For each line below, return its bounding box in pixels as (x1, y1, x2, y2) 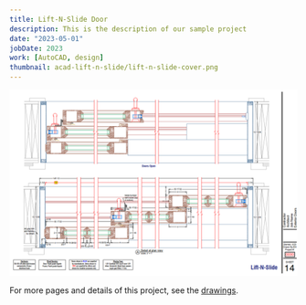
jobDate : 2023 (9, 44, 64, 53)
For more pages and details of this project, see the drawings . (9, 284, 239, 296)
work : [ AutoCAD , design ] (9, 53, 104, 63)
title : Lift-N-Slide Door (9, 15, 108, 24)
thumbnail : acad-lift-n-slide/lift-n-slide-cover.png (9, 63, 219, 72)
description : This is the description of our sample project (9, 24, 248, 34)
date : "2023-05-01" (9, 34, 84, 43)
